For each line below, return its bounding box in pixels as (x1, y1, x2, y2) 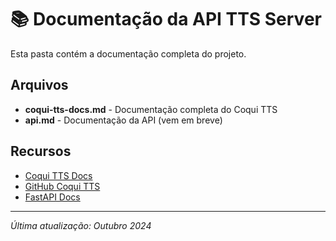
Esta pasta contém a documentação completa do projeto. (10, 47, 247, 60)
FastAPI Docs (24, 191, 81, 203)
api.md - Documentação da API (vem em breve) (24, 114, 223, 126)
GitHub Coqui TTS (24, 180, 101, 192)
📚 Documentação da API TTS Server (10, 8, 322, 31)
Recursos (10, 143, 72, 160)
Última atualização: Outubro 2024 (10, 219, 152, 231)
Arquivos (10, 77, 69, 94)
